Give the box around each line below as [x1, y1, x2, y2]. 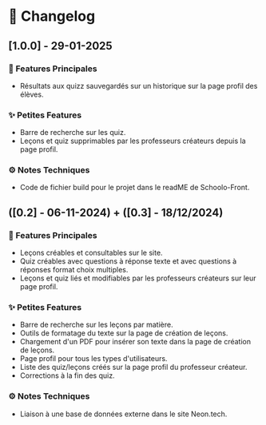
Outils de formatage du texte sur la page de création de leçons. [19, 328, 228, 338]
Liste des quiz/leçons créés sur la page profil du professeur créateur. [19, 363, 248, 372]
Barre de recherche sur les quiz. [19, 128, 126, 137]
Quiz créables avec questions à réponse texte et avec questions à [19, 256, 237, 266]
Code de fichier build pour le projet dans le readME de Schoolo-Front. [19, 183, 250, 193]
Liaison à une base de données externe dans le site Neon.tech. [19, 409, 228, 419]
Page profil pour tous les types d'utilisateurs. [19, 354, 168, 363]
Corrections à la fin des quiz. [19, 371, 115, 380]
